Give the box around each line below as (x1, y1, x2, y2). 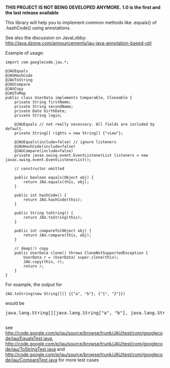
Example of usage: (5, 50, 45, 56)
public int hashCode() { (14, 193, 67, 198)
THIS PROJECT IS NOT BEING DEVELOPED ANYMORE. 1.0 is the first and (5, 5, 161, 10)
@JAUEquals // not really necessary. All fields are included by (14, 122, 155, 127)
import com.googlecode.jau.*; (5, 60, 69, 65)
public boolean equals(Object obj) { (14, 175, 94, 180)
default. (5, 126, 24, 131)
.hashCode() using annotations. (5, 25, 71, 31)
